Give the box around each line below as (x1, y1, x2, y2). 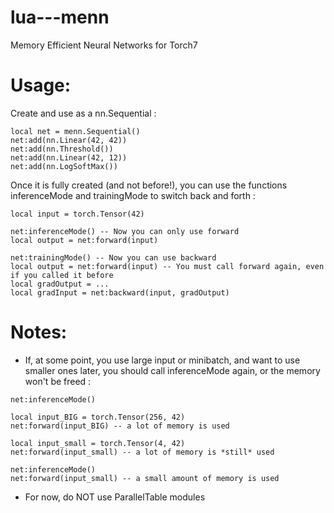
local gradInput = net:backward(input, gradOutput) (10, 287, 230, 298)
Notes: (10, 321, 68, 344)
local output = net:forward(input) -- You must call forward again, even (10, 261, 325, 271)
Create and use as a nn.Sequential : (10, 107, 157, 119)
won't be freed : (24, 375, 92, 387)
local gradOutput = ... (10, 279, 110, 289)
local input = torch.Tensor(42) (10, 209, 145, 219)
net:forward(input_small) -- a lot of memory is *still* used (10, 447, 275, 457)
